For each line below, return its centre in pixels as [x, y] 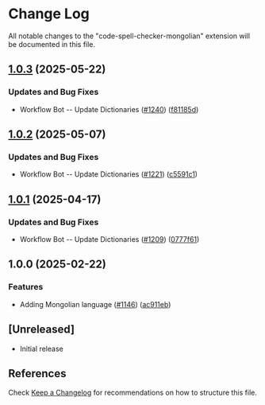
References [37, 374]
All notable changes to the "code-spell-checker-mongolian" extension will [129, 36]
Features [26, 287]
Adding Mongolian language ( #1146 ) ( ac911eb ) [95, 304]
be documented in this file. [52, 44]
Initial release [41, 349]
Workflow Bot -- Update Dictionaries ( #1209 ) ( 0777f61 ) [109, 239]
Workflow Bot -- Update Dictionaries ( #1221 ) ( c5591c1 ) [109, 174]
